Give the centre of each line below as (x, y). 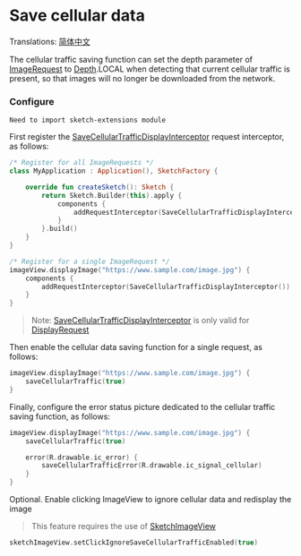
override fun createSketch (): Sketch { (100, 187)
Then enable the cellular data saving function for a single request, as (136, 347)
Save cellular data (77, 16)
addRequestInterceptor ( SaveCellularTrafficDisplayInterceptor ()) (166, 287)
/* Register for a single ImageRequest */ (90, 261)
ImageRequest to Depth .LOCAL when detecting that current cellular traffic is (150, 69)
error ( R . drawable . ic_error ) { (82, 458)
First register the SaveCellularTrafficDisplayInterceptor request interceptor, (147, 137)
